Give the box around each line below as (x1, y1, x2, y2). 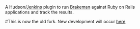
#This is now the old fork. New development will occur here (5, 19, 126, 24)
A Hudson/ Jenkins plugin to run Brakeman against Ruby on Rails (5, 4, 135, 10)
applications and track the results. (5, 9, 74, 15)
